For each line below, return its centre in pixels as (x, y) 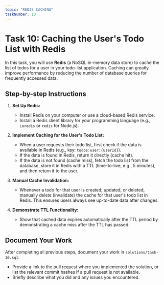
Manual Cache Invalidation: (41, 181)
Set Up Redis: (26, 106)
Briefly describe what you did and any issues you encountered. (76, 277)
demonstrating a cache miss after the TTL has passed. (74, 225)
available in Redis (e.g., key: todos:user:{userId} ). (70, 150)
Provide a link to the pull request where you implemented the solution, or (85, 267)
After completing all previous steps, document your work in (65, 252)
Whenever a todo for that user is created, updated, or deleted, (82, 190)
